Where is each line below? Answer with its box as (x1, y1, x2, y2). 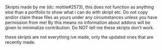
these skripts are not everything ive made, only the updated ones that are (5, 34, 154, 40)
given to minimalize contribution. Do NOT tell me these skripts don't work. (5, 25, 155, 31)
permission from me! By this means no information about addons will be (5, 19, 151, 25)
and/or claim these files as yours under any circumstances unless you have (5, 15, 158, 20)
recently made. (5, 39, 36, 45)
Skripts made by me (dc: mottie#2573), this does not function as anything (5, 4, 154, 10)
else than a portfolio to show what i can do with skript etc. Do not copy (5, 9, 148, 15)
